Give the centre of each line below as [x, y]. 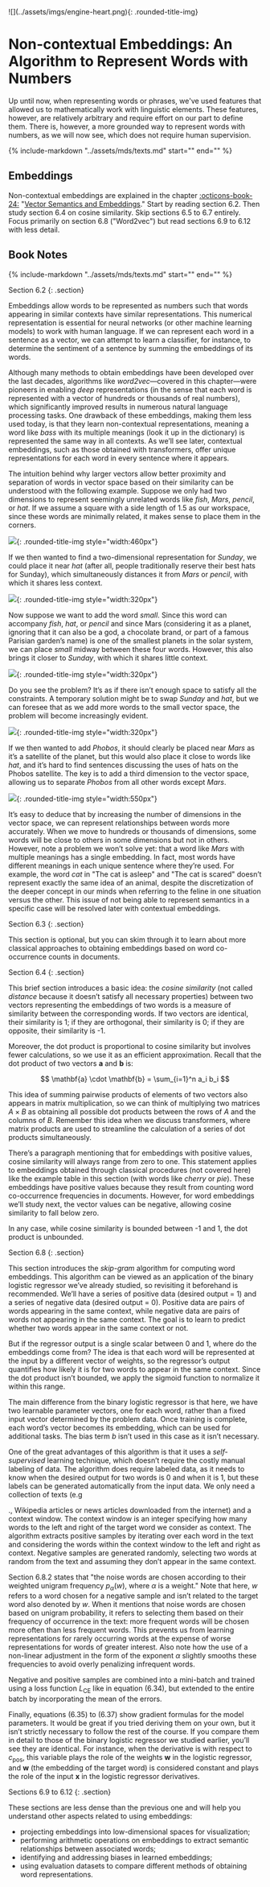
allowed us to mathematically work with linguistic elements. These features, [133, 109]
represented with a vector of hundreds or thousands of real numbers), [125, 398]
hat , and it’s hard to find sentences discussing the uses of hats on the [123, 765]
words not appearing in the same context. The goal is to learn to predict [127, 1319]
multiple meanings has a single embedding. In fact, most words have [122, 857]
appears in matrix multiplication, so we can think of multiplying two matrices [134, 1103]
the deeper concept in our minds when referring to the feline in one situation [135, 891]
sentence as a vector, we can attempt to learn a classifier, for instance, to [130, 340]
